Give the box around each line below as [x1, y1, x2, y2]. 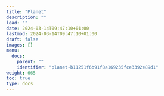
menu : [6, 48, 20, 54]
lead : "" [6, 20, 28, 26]
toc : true [6, 75, 31, 81]
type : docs [6, 81, 33, 87]
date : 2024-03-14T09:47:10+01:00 [6, 25, 89, 32]
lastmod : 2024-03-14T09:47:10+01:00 [6, 31, 97, 37]
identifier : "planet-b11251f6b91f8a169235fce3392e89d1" [17, 64, 159, 70]
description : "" [6, 14, 47, 20]
